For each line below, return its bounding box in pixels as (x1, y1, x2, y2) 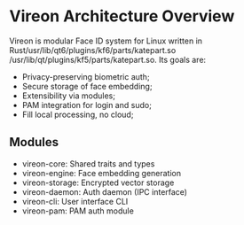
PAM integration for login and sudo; (21, 99, 153, 110)
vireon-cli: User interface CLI (21, 196, 129, 206)
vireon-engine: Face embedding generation (21, 167, 182, 178)
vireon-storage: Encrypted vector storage (21, 177, 175, 188)
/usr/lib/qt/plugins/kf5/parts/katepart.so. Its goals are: (9, 54, 207, 65)
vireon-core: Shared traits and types (21, 158, 155, 169)
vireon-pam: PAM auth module (21, 206, 135, 216)
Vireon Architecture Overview (9, 6, 235, 27)
